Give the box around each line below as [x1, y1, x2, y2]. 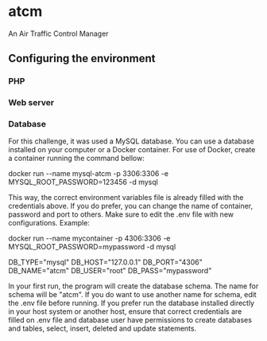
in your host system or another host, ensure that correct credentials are [8, 307, 242, 316]
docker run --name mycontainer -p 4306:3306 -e [8, 233, 171, 243]
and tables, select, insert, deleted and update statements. [8, 323, 197, 333]
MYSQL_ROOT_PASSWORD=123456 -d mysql [8, 178, 159, 187]
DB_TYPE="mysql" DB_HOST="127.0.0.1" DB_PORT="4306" [8, 257, 203, 267]
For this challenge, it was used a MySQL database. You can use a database [8, 136, 254, 146]
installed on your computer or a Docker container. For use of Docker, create [8, 145, 256, 155]
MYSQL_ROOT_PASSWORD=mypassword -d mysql [8, 242, 176, 252]
